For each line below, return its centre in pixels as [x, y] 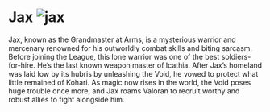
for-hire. [22, 65]
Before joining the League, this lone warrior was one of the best [114, 56]
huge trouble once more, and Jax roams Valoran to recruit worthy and [124, 91]
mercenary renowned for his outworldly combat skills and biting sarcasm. [130, 48]
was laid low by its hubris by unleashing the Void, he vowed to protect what [133, 73]
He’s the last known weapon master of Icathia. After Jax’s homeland [150, 65]
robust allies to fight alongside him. [66, 99]
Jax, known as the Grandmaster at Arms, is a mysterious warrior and [122, 39]
